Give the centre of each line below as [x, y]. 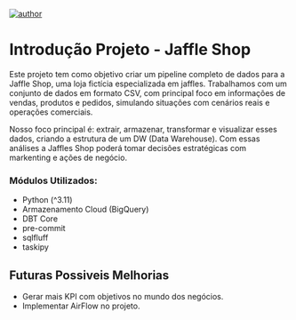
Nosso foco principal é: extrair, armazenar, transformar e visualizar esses [143, 129]
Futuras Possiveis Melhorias [89, 275]
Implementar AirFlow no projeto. [81, 306]
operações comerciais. [51, 112]
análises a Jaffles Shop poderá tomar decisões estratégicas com [128, 148]
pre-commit [44, 228]
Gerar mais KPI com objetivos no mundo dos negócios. [123, 297]
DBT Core [40, 219]
